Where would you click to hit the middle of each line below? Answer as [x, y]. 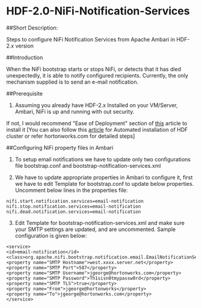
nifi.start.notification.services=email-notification [75, 201]
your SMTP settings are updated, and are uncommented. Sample [95, 229]
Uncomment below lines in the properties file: [71, 190]
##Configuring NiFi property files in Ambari [60, 147]
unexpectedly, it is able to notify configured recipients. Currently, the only [97, 75]
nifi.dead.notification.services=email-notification [74, 212]
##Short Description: [32, 28]
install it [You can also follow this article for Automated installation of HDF [97, 129]
